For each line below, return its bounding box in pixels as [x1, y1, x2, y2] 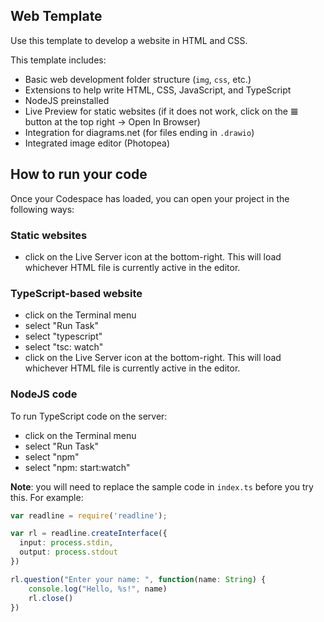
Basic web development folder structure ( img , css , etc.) [24, 73, 252, 85]
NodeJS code [10, 387, 78, 401]
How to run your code [10, 166, 148, 183]
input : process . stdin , [19, 538, 114, 548]
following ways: [10, 203, 75, 215]
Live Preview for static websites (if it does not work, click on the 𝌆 [24, 105, 299, 117]
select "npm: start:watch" [24, 461, 131, 473]
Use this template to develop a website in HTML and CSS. [10, 34, 248, 46]
